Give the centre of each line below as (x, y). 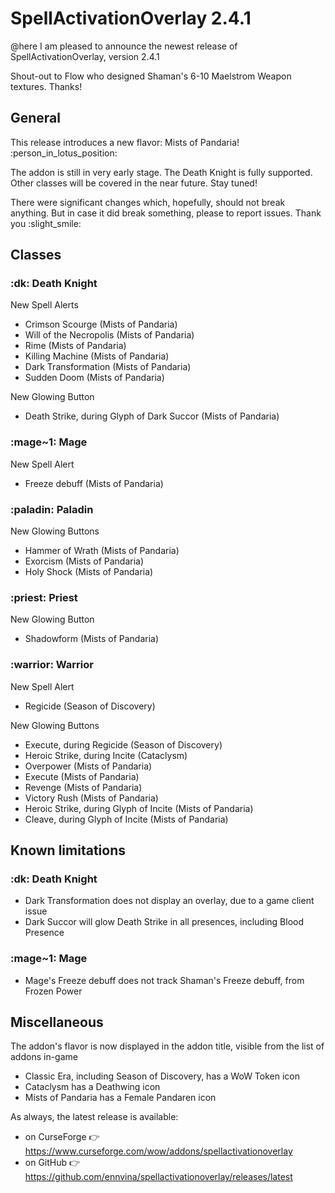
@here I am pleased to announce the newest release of (124, 46)
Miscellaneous (57, 1022)
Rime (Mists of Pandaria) (75, 346)
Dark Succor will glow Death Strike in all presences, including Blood (164, 922)
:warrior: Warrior (52, 665)
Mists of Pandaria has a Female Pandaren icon (120, 1098)
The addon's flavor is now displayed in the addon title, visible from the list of (167, 1046)
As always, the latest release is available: (94, 1117)
